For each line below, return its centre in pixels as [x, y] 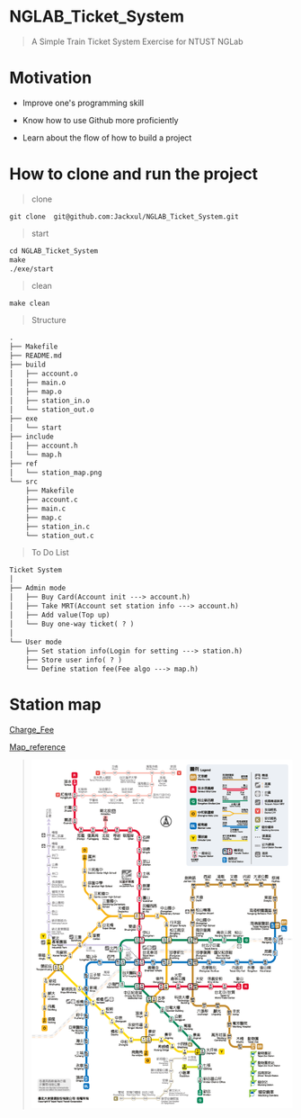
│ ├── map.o [36, 392]
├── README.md [36, 356]
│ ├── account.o [44, 374]
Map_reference [37, 747]
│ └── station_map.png [56, 473]
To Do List [50, 552]
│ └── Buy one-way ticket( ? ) [72, 624]
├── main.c [46, 509]
